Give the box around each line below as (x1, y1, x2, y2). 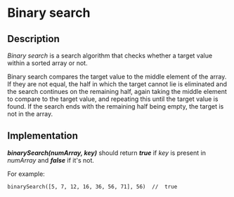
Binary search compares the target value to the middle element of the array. (7, 72, 227, 81)
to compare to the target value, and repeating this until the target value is (7, 95, 219, 103)
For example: (7, 170, 46, 178)
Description (7, 33, 60, 45)
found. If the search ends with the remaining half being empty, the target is (7, 102, 224, 110)
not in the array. (7, 110, 53, 118)
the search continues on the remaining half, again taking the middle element (7, 88, 227, 95)
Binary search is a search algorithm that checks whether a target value (7, 51, 213, 60)
